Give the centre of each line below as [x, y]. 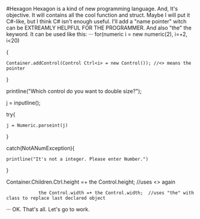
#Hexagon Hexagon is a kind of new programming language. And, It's [92, 9]
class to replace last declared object [56, 198]
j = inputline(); [23, 103]
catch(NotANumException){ [40, 148]
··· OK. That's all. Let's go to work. [48, 209]
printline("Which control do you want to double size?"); [74, 91]
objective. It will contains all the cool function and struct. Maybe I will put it [98, 15]
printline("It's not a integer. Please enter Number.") [77, 159]
